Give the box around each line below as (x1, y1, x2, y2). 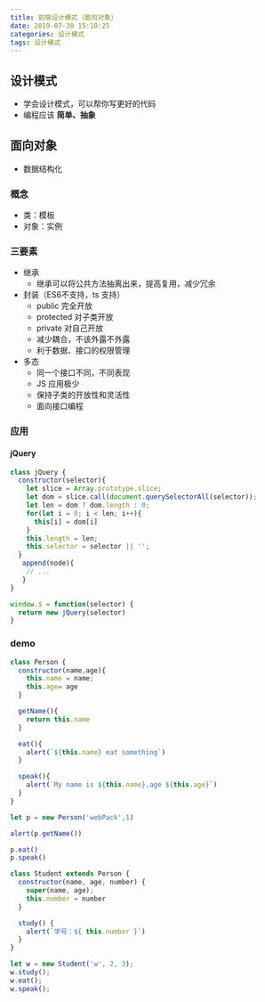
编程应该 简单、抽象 (22, 110, 96, 120)
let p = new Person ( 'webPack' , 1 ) (10, 812, 134, 822)
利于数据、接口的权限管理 (36, 345, 131, 356)
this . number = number (26, 894, 106, 903)
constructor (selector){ (18, 476, 106, 485)
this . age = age (26, 682, 78, 691)
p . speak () (10, 853, 47, 862)
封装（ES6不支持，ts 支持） (22, 289, 125, 300)
